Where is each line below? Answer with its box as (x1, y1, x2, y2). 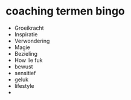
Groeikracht (14, 24, 44, 32)
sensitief (14, 69, 36, 76)
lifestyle (14, 82, 34, 89)
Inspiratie (14, 30, 38, 38)
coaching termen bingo (5, 4, 125, 18)
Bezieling (14, 50, 37, 57)
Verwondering (14, 37, 50, 44)
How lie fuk (14, 56, 43, 64)
